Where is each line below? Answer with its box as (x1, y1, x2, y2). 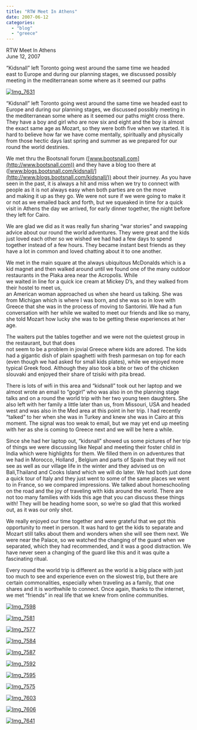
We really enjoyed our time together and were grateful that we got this (6, 518, 176, 525)
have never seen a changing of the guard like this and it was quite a (6, 549, 170, 556)
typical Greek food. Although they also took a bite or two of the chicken (6, 365, 179, 372)
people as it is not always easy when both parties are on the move (6, 186, 166, 193)
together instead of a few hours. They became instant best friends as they (6, 242, 186, 249)
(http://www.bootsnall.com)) (6, 161, 75, 169)
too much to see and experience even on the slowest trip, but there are (6, 573, 178, 580)
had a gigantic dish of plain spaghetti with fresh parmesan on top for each (6, 352, 186, 359)
